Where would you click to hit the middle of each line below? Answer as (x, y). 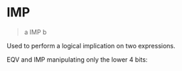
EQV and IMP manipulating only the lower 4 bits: (77, 59)
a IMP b (35, 32)
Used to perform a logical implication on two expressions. (91, 45)
